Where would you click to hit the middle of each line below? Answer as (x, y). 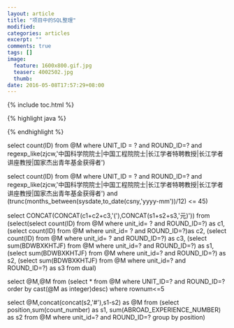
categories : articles (39, 33)
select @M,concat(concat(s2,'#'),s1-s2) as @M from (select (93, 303)
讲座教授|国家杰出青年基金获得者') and (63, 193)
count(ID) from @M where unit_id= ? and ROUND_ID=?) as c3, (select (107, 239)
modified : (22, 27)
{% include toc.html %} (41, 105)
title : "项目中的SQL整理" (42, 20)
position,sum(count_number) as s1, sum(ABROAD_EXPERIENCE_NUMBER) (114, 310)
